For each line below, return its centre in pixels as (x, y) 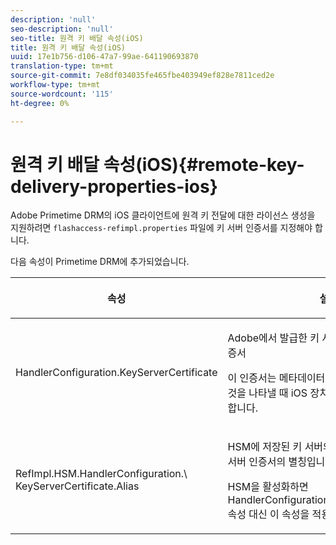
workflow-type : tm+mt (55, 85)
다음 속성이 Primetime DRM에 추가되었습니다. (100, 262)
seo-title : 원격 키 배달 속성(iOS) (77, 38)
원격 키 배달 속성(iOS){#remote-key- (157, 164)
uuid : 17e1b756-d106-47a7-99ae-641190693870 (104, 57)
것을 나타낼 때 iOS (267, 393)
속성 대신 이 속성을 (268, 514)
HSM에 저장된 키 (265, 447)
